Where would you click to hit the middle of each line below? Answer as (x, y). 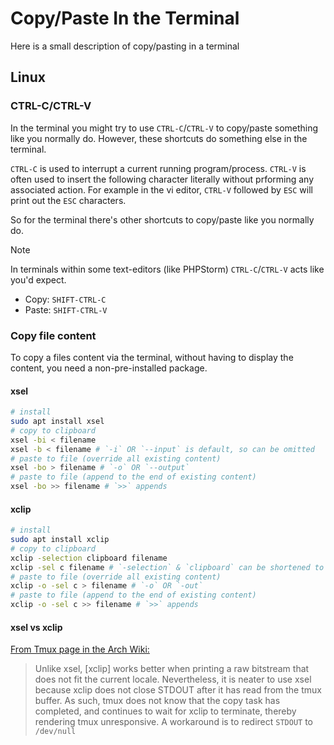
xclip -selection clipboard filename (89, 558)
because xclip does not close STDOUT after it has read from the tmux (178, 690)
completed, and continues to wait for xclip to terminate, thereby (165, 711)
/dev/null (55, 732)
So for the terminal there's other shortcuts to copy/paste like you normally (162, 219)
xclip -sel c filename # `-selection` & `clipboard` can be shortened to (167, 567)
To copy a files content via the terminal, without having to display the (152, 357)
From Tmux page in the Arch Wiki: (80, 649)
